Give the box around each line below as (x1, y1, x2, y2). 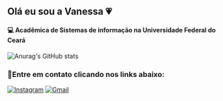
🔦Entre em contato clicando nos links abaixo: (7, 69, 165, 79)
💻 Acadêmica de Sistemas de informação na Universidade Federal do (7, 25, 217, 34)
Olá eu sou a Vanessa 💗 (7, 6, 112, 18)
